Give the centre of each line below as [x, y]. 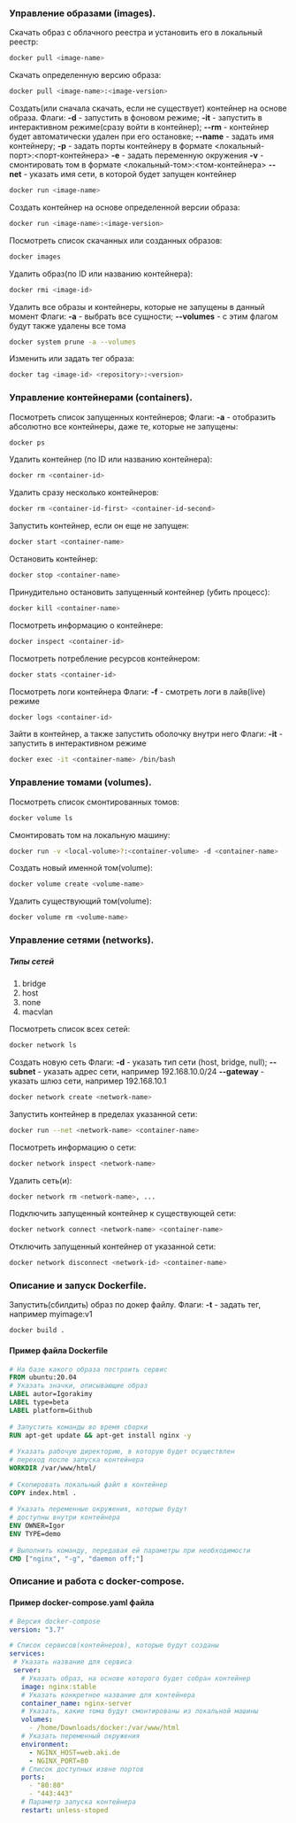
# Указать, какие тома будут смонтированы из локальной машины [140, 1711]
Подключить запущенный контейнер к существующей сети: [123, 1214]
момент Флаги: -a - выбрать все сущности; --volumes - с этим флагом [144, 316]
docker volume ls [41, 818]
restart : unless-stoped [65, 1810]
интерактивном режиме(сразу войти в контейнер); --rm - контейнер [139, 128]
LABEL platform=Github [51, 1410]
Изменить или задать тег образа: [72, 359]
